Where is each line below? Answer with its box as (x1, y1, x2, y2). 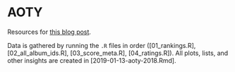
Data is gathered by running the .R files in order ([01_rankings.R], (7, 41, 196, 49)
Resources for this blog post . (7, 28, 92, 36)
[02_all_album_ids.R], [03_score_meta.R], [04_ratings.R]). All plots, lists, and (7, 49, 229, 57)
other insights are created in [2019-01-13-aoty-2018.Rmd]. (7, 56, 176, 64)
